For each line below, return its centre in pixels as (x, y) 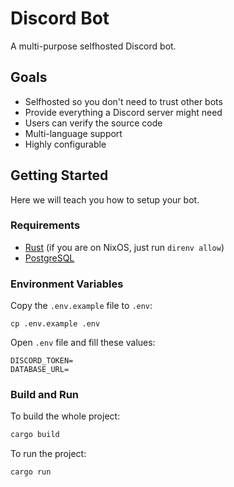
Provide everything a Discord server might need (123, 112)
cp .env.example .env (55, 324)
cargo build (35, 435)
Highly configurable (65, 144)
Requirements (45, 225)
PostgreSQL (49, 258)
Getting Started (59, 175)
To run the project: (48, 454)
